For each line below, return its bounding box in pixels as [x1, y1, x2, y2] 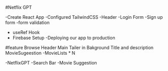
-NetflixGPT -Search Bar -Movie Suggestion [5, 60, 97, 65]
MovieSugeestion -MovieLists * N [5, 50, 75, 56]
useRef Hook [12, 29, 40, 35]
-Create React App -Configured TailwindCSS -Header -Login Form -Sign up [5, 14, 163, 20]
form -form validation [5, 20, 50, 25]
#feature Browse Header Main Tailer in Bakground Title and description [5, 45, 154, 50]
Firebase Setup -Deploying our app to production [12, 35, 115, 41]
